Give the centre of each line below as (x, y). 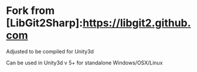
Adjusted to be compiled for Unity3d (50, 51)
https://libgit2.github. (137, 23)
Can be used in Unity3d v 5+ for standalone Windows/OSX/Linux (84, 63)
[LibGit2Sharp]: (45, 23)
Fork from (30, 11)
